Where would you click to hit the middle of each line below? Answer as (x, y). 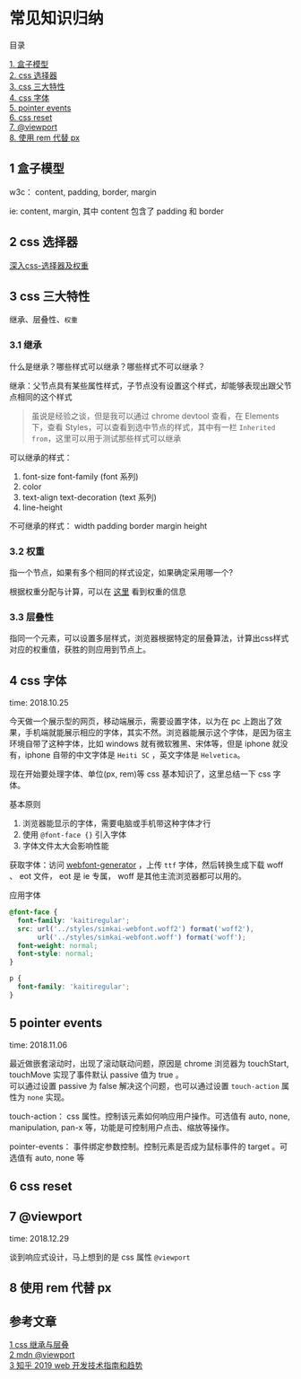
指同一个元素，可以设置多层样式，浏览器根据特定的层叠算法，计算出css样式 (149, 638)
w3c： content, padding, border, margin (83, 192)
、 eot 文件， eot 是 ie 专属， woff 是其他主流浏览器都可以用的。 (128, 876)
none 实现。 (48, 1097)
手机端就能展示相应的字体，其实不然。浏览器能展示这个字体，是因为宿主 (158, 733)
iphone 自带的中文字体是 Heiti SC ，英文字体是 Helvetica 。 (135, 755)
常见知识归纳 (57, 18)
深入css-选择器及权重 (49, 265)
